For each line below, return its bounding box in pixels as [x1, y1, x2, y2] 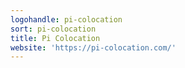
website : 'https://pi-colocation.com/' [10, 42, 177, 53]
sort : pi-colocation [10, 24, 97, 34]
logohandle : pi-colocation [10, 14, 123, 25]
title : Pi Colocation [10, 33, 101, 43]
